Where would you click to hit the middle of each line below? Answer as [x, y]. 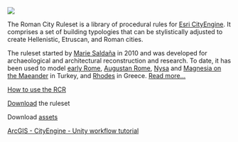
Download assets [33, 117]
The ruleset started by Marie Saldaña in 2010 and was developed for [107, 53]
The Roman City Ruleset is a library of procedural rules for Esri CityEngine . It [119, 24]
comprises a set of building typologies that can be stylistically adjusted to [115, 32]
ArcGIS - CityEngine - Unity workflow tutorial [73, 131]
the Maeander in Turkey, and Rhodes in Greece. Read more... [97, 76]
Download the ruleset [39, 103]
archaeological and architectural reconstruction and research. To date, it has [119, 61]
